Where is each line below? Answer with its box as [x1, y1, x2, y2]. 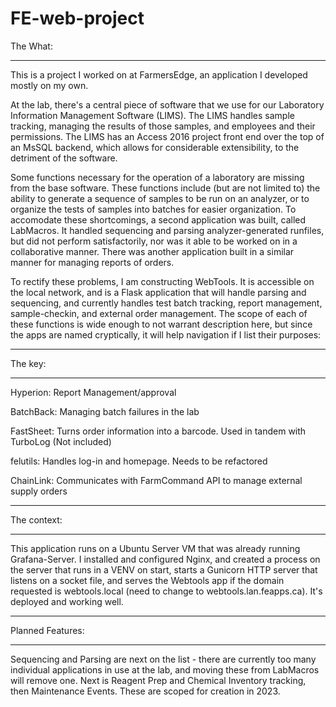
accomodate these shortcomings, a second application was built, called [10, 213, 307, 226]
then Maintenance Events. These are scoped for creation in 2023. [10, 685, 281, 697]
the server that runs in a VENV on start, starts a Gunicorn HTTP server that [10, 563, 318, 576]
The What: [10, 40, 53, 52]
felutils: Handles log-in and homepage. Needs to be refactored [10, 455, 268, 467]
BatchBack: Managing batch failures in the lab [10, 405, 200, 417]
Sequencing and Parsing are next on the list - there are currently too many [10, 653, 317, 665]
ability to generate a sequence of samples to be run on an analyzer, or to [10, 192, 310, 204]
